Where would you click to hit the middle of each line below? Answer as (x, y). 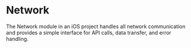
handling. (17, 39)
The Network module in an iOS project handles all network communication (96, 26)
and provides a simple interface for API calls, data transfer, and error (89, 32)
